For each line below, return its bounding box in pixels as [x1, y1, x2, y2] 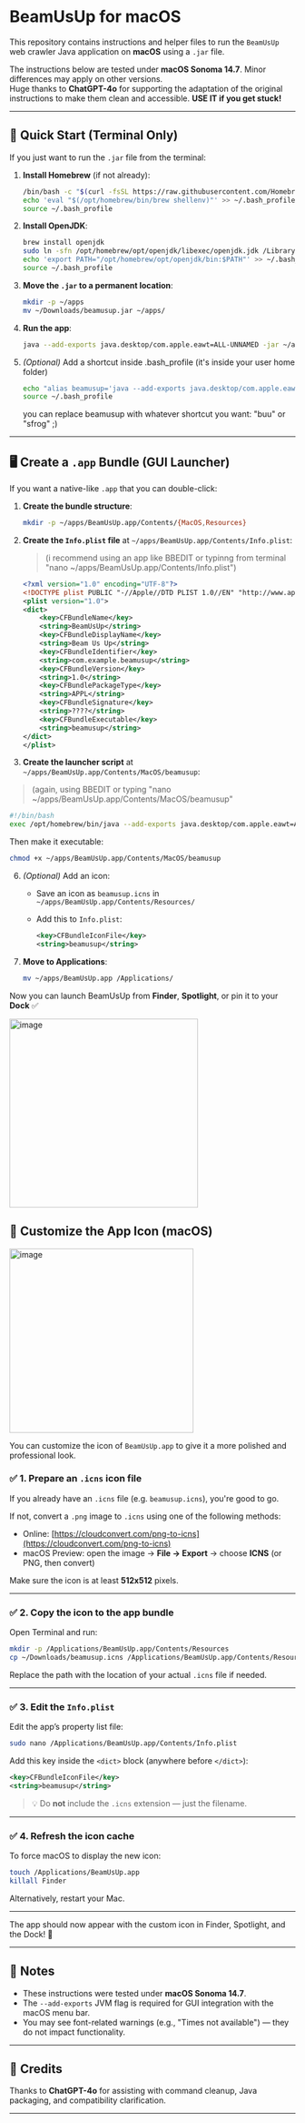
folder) [22, 366, 48, 377]
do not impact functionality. [22, 2027, 125, 2037]
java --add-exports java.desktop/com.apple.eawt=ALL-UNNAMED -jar [22, 339, 280, 349]
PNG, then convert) [22, 1557, 95, 1568]
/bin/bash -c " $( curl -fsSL [22, 187, 130, 197]
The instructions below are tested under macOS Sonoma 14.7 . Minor [9, 64, 266, 75]
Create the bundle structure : [22, 500, 133, 511]
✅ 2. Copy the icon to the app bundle [9, 1606, 174, 1619]
